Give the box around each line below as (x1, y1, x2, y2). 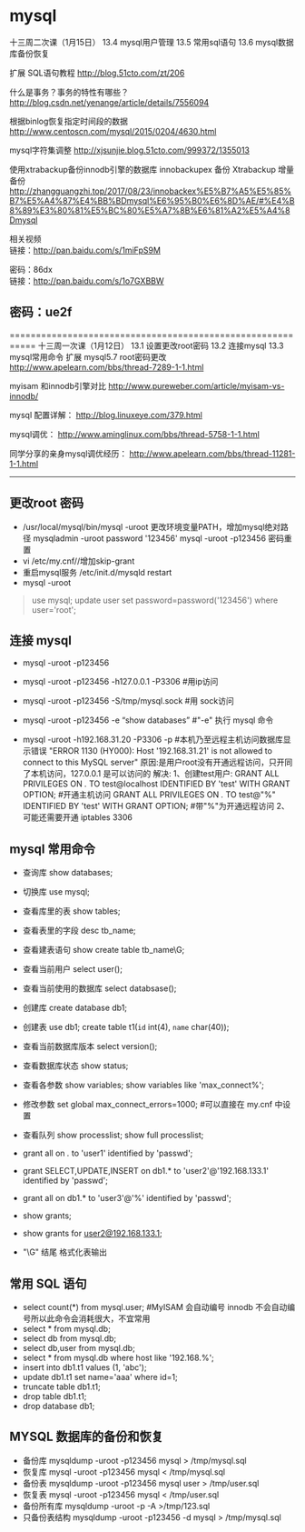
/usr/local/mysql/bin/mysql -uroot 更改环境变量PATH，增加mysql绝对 (22, 521, 281, 532)
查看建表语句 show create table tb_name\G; (22, 945, 185, 956)
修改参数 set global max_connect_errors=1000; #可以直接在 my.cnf (22, 1099, 273, 1110)
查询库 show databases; (22, 867, 113, 878)
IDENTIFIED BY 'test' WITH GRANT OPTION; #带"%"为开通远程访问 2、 (22, 801, 290, 812)
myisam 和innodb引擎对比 (9, 380, 107, 391)
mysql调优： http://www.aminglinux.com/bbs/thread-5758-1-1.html (9, 428, 261, 439)
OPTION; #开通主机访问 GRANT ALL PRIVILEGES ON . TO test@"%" (22, 789, 277, 800)
